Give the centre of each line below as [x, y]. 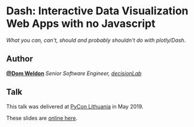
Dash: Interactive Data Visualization [97, 11]
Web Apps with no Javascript [81, 24]
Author [19, 59]
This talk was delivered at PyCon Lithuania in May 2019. [75, 106]
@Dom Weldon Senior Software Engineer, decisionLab [74, 73]
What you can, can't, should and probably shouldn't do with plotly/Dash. [96, 40]
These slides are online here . [42, 118]
